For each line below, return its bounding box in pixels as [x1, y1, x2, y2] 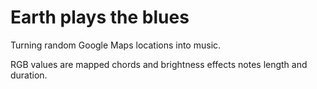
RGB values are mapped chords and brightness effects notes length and [10, 58, 308, 70]
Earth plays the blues [10, 6, 190, 29]
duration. [10, 69, 48, 81]
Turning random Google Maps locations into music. [10, 39, 222, 51]
